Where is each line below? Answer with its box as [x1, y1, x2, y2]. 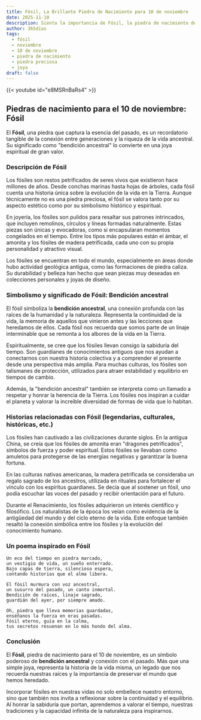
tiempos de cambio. [6, 373, 56, 381]
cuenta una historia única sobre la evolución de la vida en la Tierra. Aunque [6, 189, 192, 196]
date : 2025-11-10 [6, 14, 50, 20]
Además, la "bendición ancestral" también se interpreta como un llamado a [6, 385, 191, 392]
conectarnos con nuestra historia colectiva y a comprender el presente [6, 354, 181, 361]
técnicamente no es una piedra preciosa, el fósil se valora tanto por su [6, 196, 179, 203]
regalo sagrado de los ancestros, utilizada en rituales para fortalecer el [6, 477, 181, 484]
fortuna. [6, 459, 26, 466]
